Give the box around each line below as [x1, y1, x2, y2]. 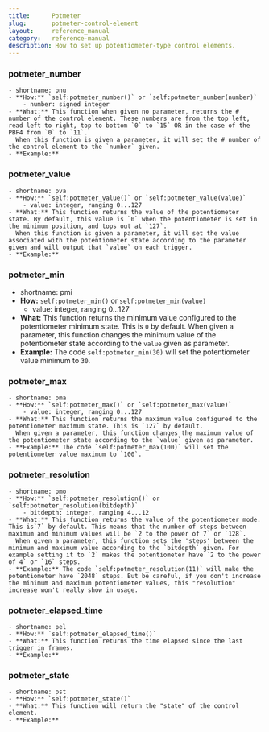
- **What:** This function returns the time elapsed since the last [8, 637, 243, 645]
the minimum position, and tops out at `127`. [8, 222, 168, 230]
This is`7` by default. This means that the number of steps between [8, 523, 247, 531]
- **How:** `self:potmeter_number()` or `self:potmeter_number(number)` [8, 93, 258, 101]
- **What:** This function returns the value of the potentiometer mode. [8, 515, 262, 523]
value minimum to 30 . [19, 356, 91, 366]
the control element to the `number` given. [8, 143, 160, 151]
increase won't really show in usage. [8, 585, 139, 594]
